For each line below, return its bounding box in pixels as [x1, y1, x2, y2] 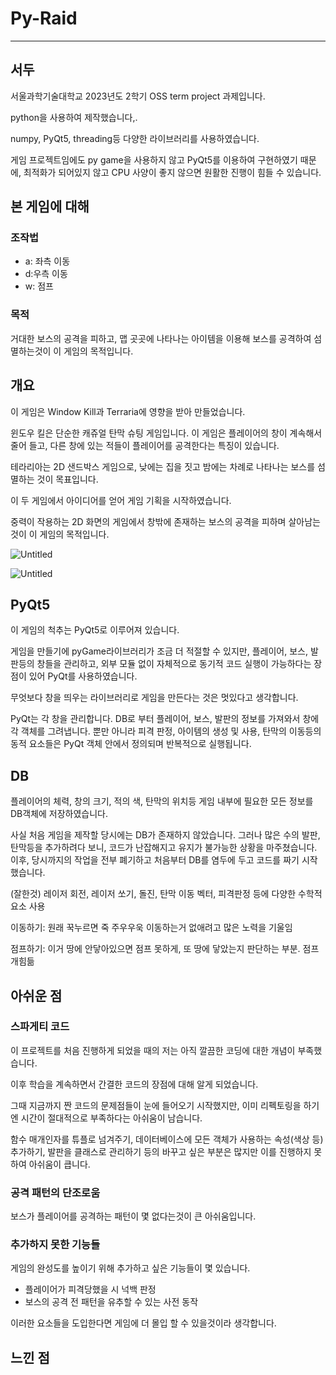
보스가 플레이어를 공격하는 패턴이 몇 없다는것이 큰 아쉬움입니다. [10, 1210, 257, 1222]
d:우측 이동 [24, 268, 68, 280]
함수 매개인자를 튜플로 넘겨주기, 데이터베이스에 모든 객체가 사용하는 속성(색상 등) [10, 1133, 324, 1145]
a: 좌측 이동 [24, 255, 71, 267]
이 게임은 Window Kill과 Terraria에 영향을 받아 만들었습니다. [10, 405, 246, 417]
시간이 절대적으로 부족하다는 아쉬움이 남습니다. [20, 1112, 203, 1124]
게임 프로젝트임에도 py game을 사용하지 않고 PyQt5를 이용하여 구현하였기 [10, 153, 298, 166]
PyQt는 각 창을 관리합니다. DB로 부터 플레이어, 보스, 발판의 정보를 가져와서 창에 [10, 713, 320, 725]
